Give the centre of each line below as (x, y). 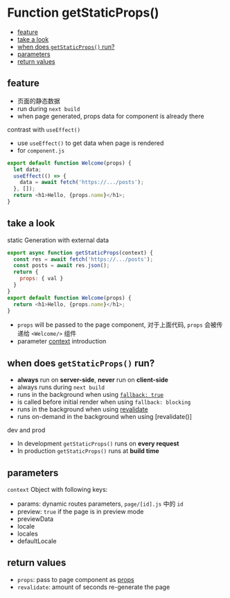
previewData (35, 519)
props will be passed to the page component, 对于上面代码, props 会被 (117, 325)
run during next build (48, 108)
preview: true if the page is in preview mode (80, 512)
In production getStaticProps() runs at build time (88, 451)
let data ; (27, 169)
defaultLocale (37, 541)
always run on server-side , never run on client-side (92, 380)
